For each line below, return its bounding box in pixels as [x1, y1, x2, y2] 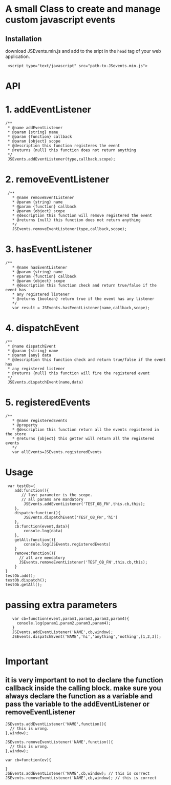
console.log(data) [24, 528, 63, 533]
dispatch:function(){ [14, 510, 60, 515]
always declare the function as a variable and [5, 692, 153, 700]
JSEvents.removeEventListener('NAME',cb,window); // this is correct [5, 775, 157, 780]
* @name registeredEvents [12, 418, 68, 423]
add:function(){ [14, 488, 50, 493]
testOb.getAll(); [5, 582, 42, 587]
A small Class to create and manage [5, 3, 161, 15]
